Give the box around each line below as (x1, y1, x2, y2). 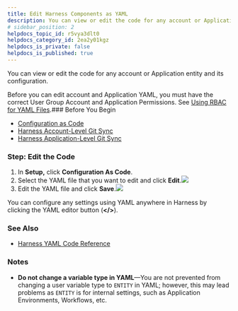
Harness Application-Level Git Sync (17, 134, 122, 142)
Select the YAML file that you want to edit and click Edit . (17, 176, 182, 184)
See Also (7, 223, 39, 233)
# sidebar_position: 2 (7, 23, 74, 30)
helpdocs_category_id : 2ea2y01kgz (7, 37, 110, 44)
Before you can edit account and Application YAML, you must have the (7, 90, 214, 99)
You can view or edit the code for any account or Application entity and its (7, 69, 225, 78)
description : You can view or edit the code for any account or (7, 17, 201, 24)
